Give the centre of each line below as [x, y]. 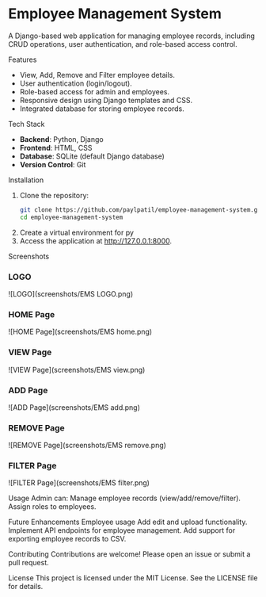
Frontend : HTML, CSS [56, 147]
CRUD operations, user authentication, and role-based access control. [123, 44]
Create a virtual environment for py [77, 232]
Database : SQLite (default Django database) [92, 156]
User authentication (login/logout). [76, 83]
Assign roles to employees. [52, 507]
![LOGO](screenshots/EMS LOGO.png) [70, 293]
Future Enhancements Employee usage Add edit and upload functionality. [128, 522]
